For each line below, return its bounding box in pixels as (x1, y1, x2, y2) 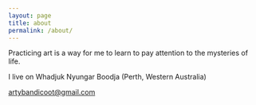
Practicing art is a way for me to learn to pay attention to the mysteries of (8, 49, 249, 58)
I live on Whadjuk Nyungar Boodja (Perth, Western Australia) (8, 72, 207, 82)
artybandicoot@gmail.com (8, 87, 96, 97)
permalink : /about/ (8, 26, 73, 34)
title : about (8, 19, 52, 27)
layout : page (8, 11, 52, 20)
